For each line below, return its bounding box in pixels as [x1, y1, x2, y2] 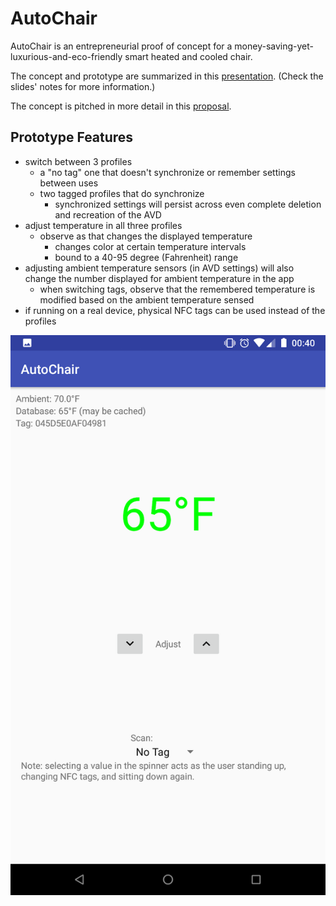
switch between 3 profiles [24, 155, 133, 167]
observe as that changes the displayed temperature [39, 230, 253, 242]
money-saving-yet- [234, 40, 315, 52]
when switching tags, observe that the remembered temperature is [39, 283, 316, 295]
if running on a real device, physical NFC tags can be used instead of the [24, 304, 326, 316]
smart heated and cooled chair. [124, 50, 253, 62]
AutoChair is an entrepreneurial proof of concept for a [10, 40, 233, 52]
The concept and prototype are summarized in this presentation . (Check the [10, 70, 324, 82]
